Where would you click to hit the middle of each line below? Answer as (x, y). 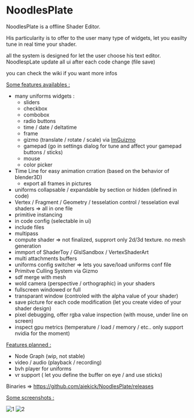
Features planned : (29, 345)
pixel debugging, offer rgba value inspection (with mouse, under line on (101, 315)
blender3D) (29, 177)
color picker (38, 165)
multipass (26, 233)
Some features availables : (38, 84)
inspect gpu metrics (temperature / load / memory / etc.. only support (99, 327)
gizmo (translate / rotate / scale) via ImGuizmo (80, 139)
